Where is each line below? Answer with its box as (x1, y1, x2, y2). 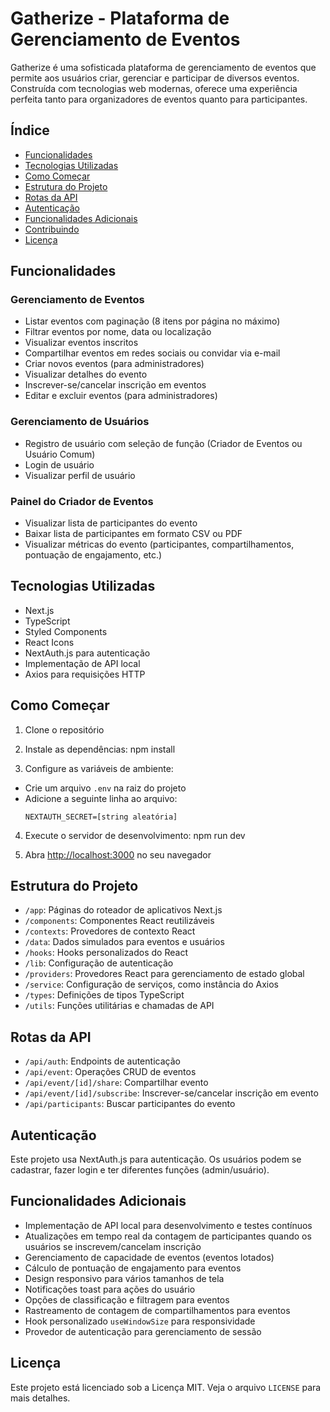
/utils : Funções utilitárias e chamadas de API (24, 1000, 215, 1012)
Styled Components (24, 625, 108, 637)
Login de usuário (24, 458, 95, 471)
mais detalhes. (10, 1392, 71, 1404)
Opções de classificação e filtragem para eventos (24, 1293, 230, 1306)
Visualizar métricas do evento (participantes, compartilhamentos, (24, 538, 295, 551)
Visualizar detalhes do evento (24, 368, 148, 381)
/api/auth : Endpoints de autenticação (24, 1055, 181, 1067)
